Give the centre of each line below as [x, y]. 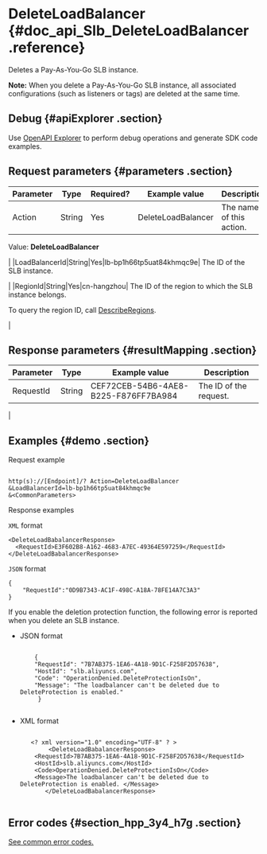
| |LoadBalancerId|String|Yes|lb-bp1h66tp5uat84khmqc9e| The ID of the [127, 262]
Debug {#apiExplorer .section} [85, 119]
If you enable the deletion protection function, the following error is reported [133, 612]
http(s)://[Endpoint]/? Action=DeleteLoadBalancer [94, 482]
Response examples [41, 510]
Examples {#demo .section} [79, 441]
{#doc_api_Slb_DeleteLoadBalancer [129, 31]
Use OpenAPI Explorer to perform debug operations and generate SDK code [133, 138]
